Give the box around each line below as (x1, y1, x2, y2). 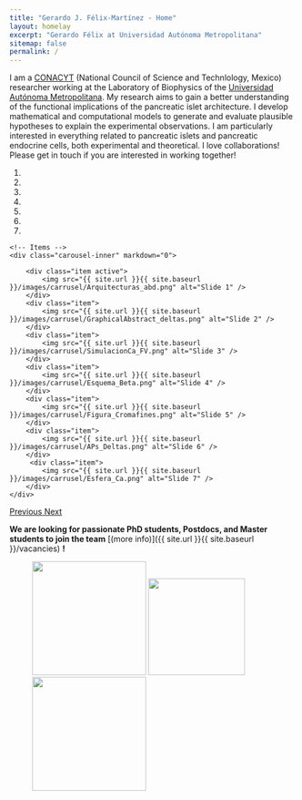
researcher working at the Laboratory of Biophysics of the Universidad (9, 82, 275, 93)
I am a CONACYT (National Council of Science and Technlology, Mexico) (9, 72, 282, 83)
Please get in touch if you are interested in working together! (9, 149, 237, 160)
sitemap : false (9, 38, 67, 48)
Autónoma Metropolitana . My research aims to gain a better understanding (9, 92, 289, 103)
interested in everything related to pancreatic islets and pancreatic (9, 130, 258, 141)
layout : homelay (9, 22, 71, 31)
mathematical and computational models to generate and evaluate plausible (9, 111, 294, 122)
